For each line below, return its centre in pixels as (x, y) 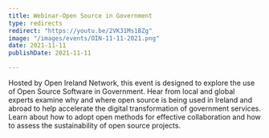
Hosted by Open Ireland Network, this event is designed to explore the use (132, 83)
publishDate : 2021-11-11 (50, 53)
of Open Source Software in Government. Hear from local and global (122, 91)
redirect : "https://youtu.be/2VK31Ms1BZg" (80, 30)
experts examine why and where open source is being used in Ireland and (130, 100)
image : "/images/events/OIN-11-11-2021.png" (84, 38)
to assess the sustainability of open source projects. (95, 126)
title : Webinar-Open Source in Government (80, 16)
